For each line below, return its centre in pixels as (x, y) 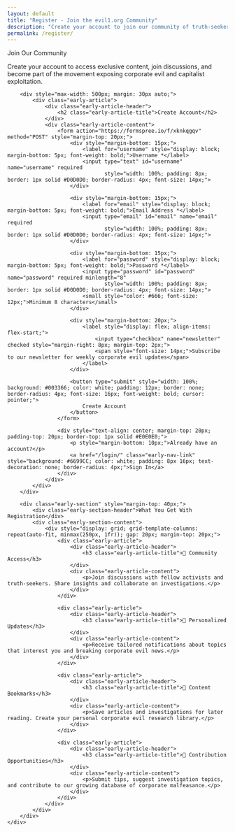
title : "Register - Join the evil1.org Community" (83, 20)
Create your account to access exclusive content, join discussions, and (109, 66)
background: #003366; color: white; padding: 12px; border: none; (106, 388)
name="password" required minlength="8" (67, 278)
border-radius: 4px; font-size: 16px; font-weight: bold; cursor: (106, 394)
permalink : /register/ (40, 33)
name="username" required (45, 168)
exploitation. (25, 82)
